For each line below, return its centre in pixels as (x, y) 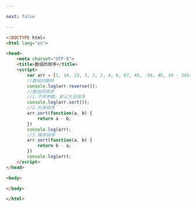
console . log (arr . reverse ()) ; (62, 86)
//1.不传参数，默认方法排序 (56, 97)
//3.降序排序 (41, 135)
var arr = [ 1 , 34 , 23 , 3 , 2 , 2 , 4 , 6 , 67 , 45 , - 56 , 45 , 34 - (103, 75)
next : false (20, 16)
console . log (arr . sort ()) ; (59, 103)
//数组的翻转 (41, 80)
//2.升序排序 (41, 108)
